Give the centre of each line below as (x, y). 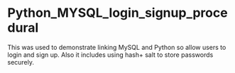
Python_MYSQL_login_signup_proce (118, 13)
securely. (21, 62)
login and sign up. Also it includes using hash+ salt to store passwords (110, 55)
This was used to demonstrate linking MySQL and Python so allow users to (117, 47)
